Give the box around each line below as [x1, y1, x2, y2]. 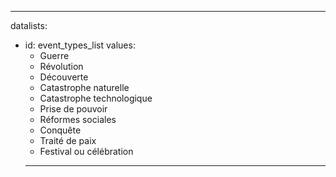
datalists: [10, 20, 48, 31]
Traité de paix [39, 135, 97, 146]
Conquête [39, 124, 82, 136]
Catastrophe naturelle [39, 82, 130, 93]
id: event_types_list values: [24, 39, 136, 51]
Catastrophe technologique [39, 92, 153, 104]
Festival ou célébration [39, 146, 134, 157]
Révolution [39, 61, 84, 72]
